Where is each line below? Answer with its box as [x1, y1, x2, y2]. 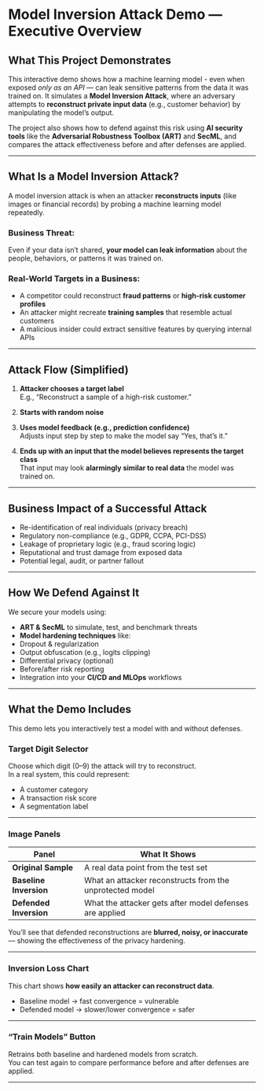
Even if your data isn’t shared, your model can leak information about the [8, 246, 247, 255]
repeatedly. [8, 207, 45, 217]
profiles [19, 299, 46, 309]
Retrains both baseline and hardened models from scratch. [8, 1049, 199, 1059]
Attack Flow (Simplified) [8, 363, 129, 376]
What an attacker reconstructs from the [83, 875, 230, 886]
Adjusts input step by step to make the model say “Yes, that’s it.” [19, 431, 228, 441]
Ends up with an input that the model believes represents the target [19, 446, 244, 456]
